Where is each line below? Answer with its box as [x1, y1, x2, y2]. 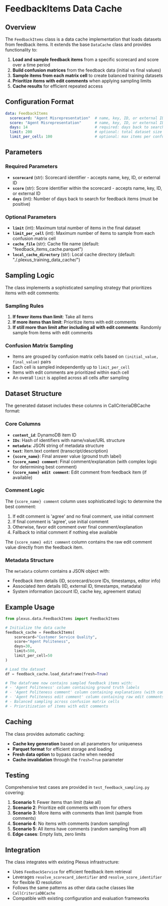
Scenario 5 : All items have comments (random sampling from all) [12, 826, 146, 832]
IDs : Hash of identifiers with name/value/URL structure [12, 437, 125, 443]
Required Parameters [5, 163, 58, 170]
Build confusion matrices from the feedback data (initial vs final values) [12, 67, 161, 73]
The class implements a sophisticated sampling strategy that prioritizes [5, 284, 152, 290]
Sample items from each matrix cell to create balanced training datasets [12, 73, 163, 78]
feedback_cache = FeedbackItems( [5, 630, 75, 635]
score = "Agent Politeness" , [14, 639, 70, 644]
